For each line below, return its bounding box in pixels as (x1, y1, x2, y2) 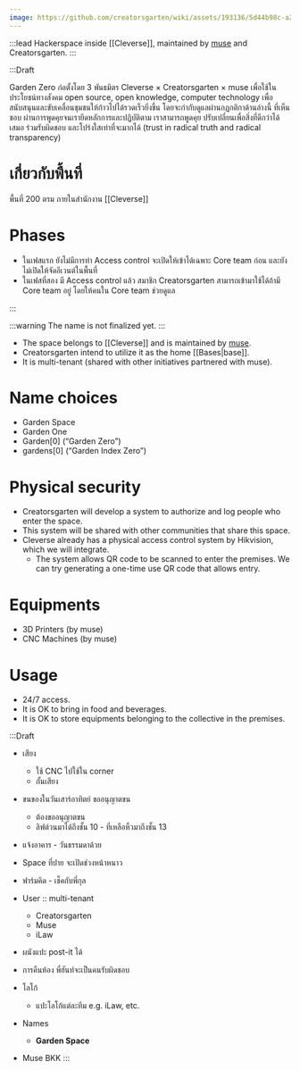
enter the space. (21, 515, 83, 527)
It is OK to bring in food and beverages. (21, 704, 167, 715)
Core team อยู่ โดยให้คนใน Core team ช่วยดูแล (21, 285, 176, 296)
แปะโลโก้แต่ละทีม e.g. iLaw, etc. (35, 1000, 140, 1011)
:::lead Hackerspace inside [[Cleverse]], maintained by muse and (9, 38, 248, 48)
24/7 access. (21, 694, 71, 706)
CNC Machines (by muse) (21, 633, 118, 644)
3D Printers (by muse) (21, 624, 104, 635)
